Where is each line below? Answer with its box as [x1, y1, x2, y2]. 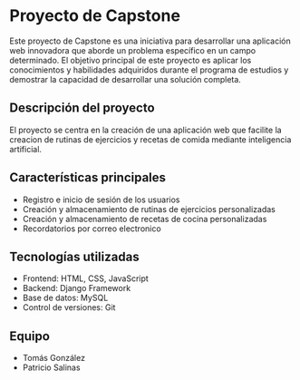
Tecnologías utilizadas [9, 248, 140, 264]
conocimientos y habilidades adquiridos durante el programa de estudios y [9, 64, 289, 75]
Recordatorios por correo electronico [22, 223, 161, 234]
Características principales [9, 170, 166, 186]
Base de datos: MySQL [22, 292, 109, 304]
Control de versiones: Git [22, 302, 116, 313]
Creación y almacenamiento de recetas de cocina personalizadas [22, 213, 267, 224]
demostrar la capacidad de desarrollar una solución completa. [9, 73, 242, 84]
